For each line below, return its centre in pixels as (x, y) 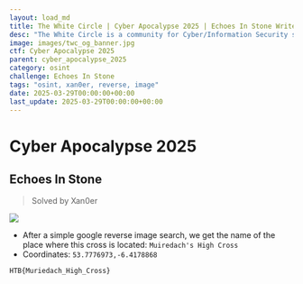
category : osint (40, 69)
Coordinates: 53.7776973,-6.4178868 (90, 254)
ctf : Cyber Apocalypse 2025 (62, 51)
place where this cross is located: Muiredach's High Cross (130, 245)
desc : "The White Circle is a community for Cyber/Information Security (149, 34)
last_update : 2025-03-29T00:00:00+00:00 (87, 101)
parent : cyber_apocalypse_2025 (68, 60)
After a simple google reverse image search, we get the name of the (149, 235)
